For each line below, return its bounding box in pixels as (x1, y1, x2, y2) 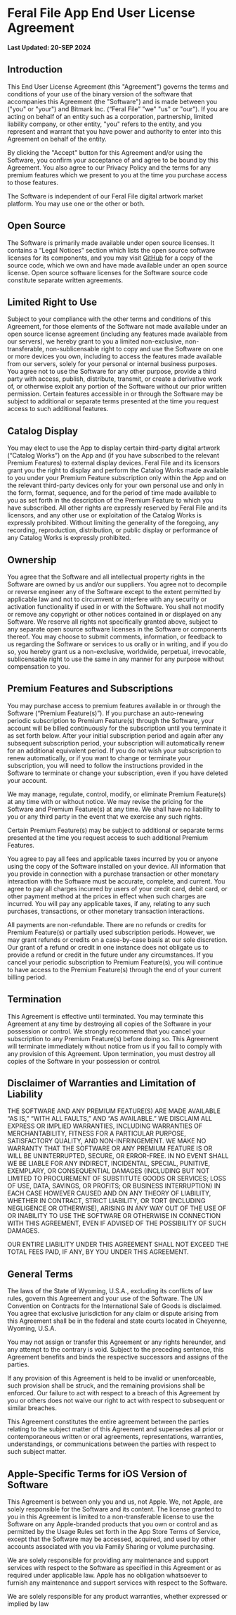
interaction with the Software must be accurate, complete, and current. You (7, 876, 225, 885)
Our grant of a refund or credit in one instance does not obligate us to (7, 943, 209, 951)
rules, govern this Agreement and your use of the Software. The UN (7, 1294, 204, 1303)
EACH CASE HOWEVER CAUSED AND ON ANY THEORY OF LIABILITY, (7, 1189, 211, 1198)
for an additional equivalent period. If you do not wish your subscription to (7, 746, 222, 755)
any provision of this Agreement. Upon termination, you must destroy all (7, 1049, 216, 1057)
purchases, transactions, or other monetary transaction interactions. (7, 907, 205, 915)
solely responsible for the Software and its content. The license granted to (7, 1505, 222, 1514)
